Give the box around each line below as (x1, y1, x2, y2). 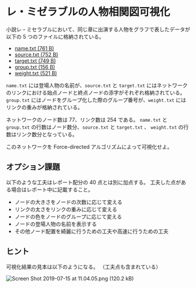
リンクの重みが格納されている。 (6, 104, 83, 111)
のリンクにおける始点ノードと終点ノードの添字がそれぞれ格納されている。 (6, 89, 185, 96)
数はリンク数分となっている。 (6, 131, 78, 138)
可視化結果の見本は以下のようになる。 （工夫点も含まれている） (6, 263, 161, 270)
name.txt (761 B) (14, 44, 54, 52)
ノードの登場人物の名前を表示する (14, 220, 97, 227)
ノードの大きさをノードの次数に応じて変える (14, 198, 123, 205)
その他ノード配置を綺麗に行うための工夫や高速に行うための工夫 (14, 228, 169, 235)
